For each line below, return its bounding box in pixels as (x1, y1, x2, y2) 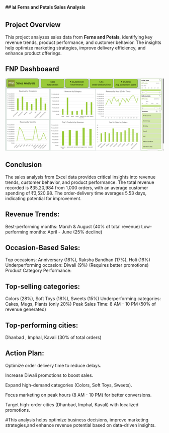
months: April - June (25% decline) (29, 229, 103, 235)
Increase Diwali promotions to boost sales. (5, 372, 94, 378)
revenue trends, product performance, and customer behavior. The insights (5, 39, 162, 45)
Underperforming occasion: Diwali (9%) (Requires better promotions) (5, 262, 149, 268)
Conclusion (5, 161, 42, 169)
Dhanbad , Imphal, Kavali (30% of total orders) (5, 334, 102, 341)
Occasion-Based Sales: (5, 244, 80, 252)
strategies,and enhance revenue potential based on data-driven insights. (5, 422, 156, 428)
